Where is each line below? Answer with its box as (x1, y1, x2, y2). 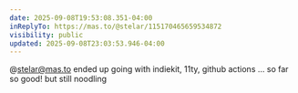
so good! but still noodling (9, 74, 108, 85)
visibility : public (9, 30, 84, 39)
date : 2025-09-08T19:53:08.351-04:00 (9, 13, 153, 23)
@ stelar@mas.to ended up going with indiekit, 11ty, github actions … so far (9, 64, 289, 75)
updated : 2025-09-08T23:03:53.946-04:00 (9, 38, 166, 48)
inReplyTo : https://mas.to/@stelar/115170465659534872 (9, 22, 222, 31)
